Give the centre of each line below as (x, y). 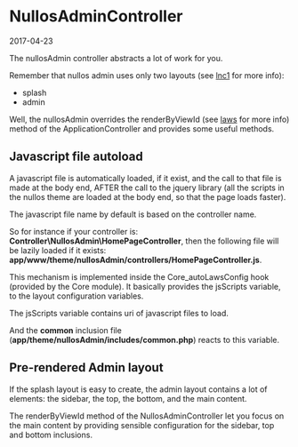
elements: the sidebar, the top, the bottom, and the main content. (128, 398)
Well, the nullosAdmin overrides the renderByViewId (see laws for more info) (149, 119)
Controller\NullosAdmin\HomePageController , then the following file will (144, 241)
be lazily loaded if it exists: (58, 250)
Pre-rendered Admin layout (86, 367)
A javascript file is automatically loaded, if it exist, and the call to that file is (145, 178)
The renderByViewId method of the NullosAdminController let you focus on (147, 416)
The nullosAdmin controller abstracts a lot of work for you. (116, 58)
